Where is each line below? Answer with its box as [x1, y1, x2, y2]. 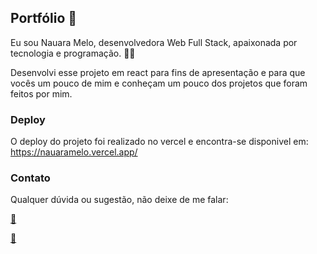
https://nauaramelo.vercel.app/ [10, 146, 138, 158]
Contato [10, 171, 51, 185]
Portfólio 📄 [10, 10, 78, 27]
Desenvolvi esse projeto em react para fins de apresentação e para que [10, 66, 306, 78]
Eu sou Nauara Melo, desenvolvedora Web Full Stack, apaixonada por [10, 36, 298, 48]
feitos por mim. [10, 87, 73, 100]
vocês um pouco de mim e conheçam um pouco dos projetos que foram [10, 77, 308, 89]
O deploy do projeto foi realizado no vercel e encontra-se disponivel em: [10, 136, 309, 148]
